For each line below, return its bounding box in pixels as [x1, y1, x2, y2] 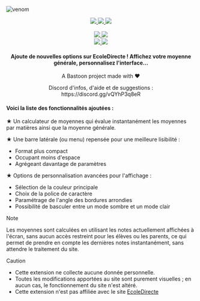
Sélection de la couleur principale [14, 184, 98, 191]
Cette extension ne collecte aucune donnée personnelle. [14, 269, 155, 276]
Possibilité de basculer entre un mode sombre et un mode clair [14, 203, 171, 211]
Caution [6, 257, 26, 265]
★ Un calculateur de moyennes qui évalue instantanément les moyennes [6, 118, 187, 125]
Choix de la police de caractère [14, 190, 92, 197]
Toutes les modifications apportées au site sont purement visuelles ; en [14, 275, 192, 283]
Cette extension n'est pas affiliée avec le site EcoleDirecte [14, 288, 159, 296]
